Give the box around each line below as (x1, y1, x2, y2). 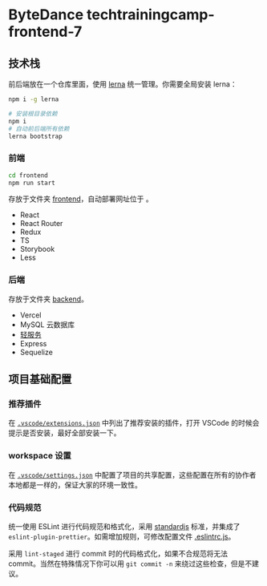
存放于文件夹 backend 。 (8, 294, 88, 304)
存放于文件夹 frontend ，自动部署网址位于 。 (8, 194, 154, 204)
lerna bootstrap (8, 132, 63, 140)
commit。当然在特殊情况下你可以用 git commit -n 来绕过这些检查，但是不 (8, 559, 253, 568)
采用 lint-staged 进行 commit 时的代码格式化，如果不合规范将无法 (8, 549, 229, 558)
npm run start (8, 179, 56, 187)
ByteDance (8, 6, 84, 24)
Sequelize (19, 347, 54, 357)
